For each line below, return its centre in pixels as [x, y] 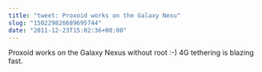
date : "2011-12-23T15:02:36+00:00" [68, 30]
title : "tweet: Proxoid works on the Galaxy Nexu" [95, 15]
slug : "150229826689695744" [55, 23]
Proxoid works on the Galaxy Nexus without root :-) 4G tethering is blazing [131, 53]
